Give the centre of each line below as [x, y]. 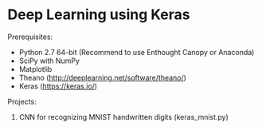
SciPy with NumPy [49, 61]
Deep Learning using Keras [99, 15]
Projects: [22, 101]
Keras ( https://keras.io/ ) [58, 86]
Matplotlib [35, 69]
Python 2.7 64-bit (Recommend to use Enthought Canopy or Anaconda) [137, 52]
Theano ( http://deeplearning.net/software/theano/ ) [102, 77]
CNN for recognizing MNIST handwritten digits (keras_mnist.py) [123, 116]
